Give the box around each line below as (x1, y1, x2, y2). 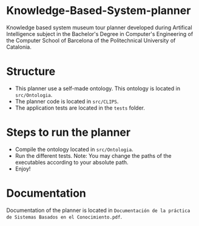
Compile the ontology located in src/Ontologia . (15, 146, 133, 153)
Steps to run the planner (6, 125, 131, 139)
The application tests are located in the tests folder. (15, 104, 146, 111)
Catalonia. (6, 43, 32, 51)
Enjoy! (15, 165, 31, 172)
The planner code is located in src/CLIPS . (15, 97, 119, 105)
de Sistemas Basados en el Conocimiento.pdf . (6, 213, 123, 220)
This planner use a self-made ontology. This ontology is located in (15, 85, 181, 92)
